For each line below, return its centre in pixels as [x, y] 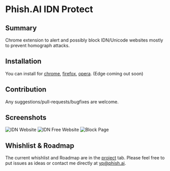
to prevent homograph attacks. [38, 46]
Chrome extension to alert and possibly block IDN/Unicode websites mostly [84, 40]
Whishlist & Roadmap [40, 145]
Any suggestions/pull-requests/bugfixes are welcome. [62, 102]
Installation [23, 61]
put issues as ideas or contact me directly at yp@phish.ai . [66, 163]
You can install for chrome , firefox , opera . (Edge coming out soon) [74, 73]
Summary [21, 28]
